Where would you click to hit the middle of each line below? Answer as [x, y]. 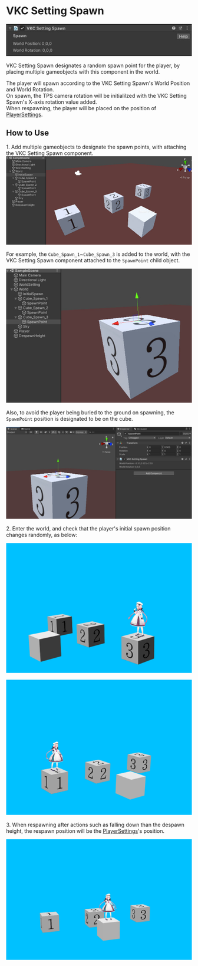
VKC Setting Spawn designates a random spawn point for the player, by [93, 65]
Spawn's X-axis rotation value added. [52, 102]
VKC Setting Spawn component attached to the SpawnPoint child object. [93, 260]
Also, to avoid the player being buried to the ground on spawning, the [90, 412]
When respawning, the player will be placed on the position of [81, 108]
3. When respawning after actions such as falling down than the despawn [95, 825]
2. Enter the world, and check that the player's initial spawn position [88, 528]
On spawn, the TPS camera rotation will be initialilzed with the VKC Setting [96, 95]
